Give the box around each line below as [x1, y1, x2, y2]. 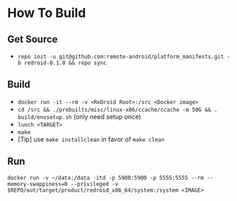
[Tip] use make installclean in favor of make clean [17, 134, 165, 143]
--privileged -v [70, 180, 119, 188]
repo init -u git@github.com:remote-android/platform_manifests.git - [17, 53, 231, 60]
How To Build [7, 5, 86, 21]
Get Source [7, 33, 58, 45]
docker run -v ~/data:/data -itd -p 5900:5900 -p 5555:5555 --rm [7, 174, 204, 181]
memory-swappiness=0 [7, 180, 69, 188]
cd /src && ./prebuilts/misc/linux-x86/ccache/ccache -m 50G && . [17, 106, 218, 113]
